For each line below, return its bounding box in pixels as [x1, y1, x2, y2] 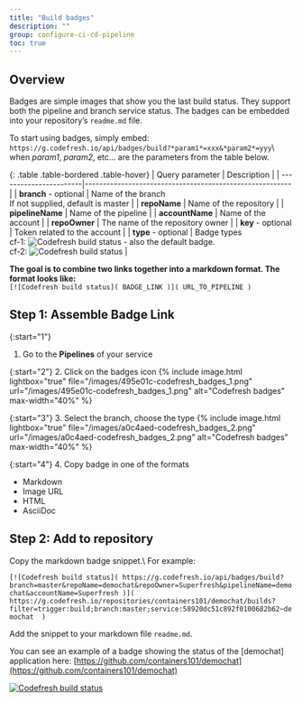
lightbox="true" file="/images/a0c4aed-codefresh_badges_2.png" [9, 422, 257, 433]
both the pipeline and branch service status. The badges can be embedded [9, 106, 290, 117]
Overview [9, 71, 66, 87]
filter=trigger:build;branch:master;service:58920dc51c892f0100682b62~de [9, 604, 293, 613]
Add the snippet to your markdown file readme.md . [9, 628, 193, 639]
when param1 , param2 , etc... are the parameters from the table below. [9, 152, 270, 163]
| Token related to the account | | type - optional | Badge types [9, 227, 243, 238]
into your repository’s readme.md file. [9, 115, 142, 126]
